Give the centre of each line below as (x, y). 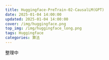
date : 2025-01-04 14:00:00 (33, 14)
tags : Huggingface (24, 33)
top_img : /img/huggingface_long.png (43, 28)
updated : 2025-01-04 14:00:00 (37, 19)
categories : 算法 (23, 38)
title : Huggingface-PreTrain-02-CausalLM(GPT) (55, 10)
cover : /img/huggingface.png (36, 24)
